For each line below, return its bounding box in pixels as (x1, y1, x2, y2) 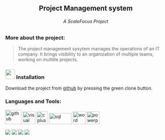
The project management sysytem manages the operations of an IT (17, 45, 160, 51)
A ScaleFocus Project (63, 18, 109, 24)
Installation (16, 73, 45, 80)
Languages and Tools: (5, 98, 61, 105)
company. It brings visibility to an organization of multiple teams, (17, 51, 154, 57)
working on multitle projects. (17, 56, 78, 63)
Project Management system (39, 4, 133, 13)
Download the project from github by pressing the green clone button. (5, 85, 153, 91)
